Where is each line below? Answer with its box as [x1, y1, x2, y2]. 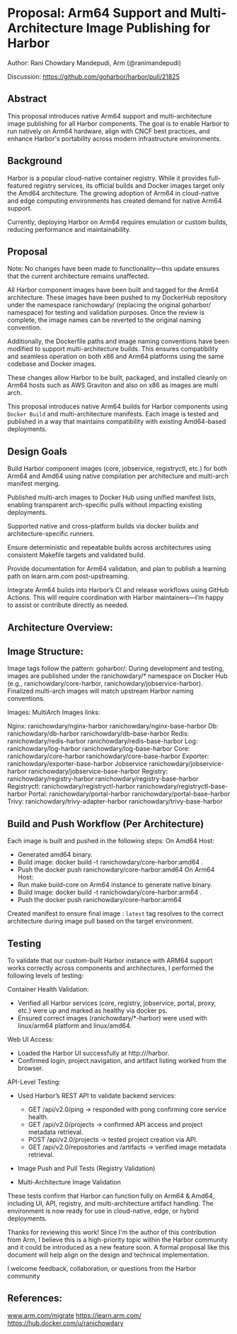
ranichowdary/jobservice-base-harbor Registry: [28, 767, 168, 776]
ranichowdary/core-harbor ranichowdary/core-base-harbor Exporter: [7, 752, 209, 760]
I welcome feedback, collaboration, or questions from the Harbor [7, 1264, 197, 1273]
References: [7, 1292, 62, 1304]
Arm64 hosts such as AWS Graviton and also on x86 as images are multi [7, 381, 219, 389]
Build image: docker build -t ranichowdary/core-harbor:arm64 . [17, 888, 202, 896]
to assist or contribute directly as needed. [7, 601, 129, 609]
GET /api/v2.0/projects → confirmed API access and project [28, 1121, 203, 1129]
